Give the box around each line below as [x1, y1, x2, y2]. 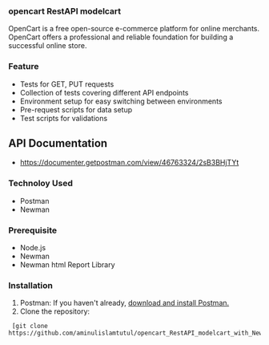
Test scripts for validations [19, 113, 108, 123]
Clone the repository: [19, 306, 90, 316]
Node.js [19, 243, 46, 252]
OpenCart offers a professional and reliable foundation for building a [8, 32, 234, 42]
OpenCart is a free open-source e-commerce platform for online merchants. [8, 24, 260, 34]
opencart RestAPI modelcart [8, 6, 122, 17]
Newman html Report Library [19, 260, 115, 270]
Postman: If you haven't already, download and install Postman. [19, 298, 230, 308]
